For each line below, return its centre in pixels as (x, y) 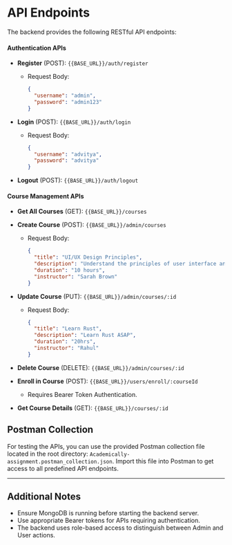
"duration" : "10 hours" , (69, 270)
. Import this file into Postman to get (163, 461)
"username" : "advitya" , (68, 154)
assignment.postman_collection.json (60, 461)
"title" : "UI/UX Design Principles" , (88, 257)
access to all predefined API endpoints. (63, 468)
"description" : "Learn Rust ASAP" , (85, 335)
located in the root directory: (48, 454)
